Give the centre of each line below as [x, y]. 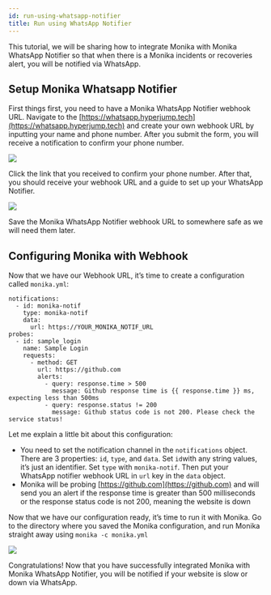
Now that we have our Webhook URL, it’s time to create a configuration [127, 275]
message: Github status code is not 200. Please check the [153, 412]
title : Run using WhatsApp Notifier [70, 23]
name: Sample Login [56, 349]
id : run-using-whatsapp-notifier [65, 16]
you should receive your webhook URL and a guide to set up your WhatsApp [136, 182]
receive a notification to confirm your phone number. [96, 143]
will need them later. [42, 231]
